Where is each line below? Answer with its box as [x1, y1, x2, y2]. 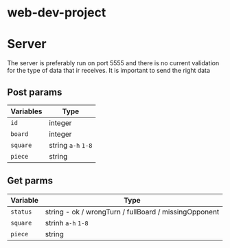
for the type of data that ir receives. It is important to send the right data [7, 67, 211, 75]
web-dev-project [7, 5, 106, 21]
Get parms [7, 175, 54, 187]
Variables [10, 106, 43, 116]
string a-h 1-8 [49, 140, 93, 150]
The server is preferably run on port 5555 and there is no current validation [7, 59, 220, 67]
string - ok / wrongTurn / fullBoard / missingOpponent [45, 207, 220, 216]
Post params [7, 86, 62, 98]
